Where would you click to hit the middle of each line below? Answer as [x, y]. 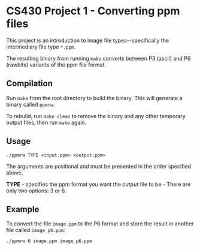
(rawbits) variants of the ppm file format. [56, 65]
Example [23, 209]
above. [15, 173]
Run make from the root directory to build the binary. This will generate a [94, 98]
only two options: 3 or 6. [36, 191]
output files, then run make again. [46, 122]
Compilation [29, 84]
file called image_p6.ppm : [36, 230]
